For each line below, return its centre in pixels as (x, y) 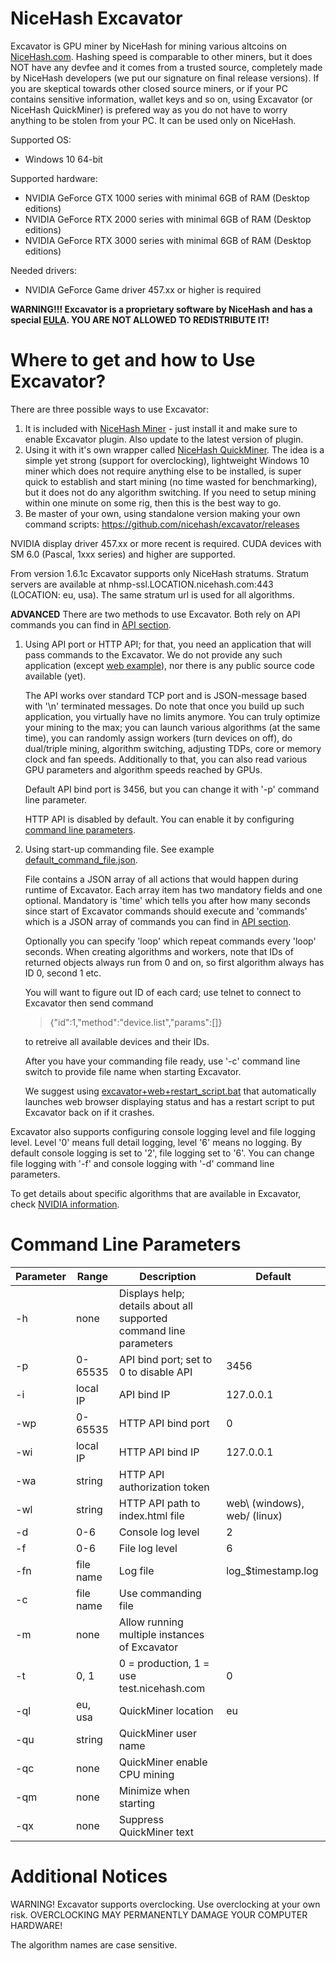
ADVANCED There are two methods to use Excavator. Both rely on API (155, 614)
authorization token (164, 1487)
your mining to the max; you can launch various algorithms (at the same (172, 727)
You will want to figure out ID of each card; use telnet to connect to (163, 992)
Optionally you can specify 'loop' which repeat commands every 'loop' (170, 941)
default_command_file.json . (81, 859)
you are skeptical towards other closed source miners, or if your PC (149, 88)
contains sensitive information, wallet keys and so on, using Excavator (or (161, 99)
